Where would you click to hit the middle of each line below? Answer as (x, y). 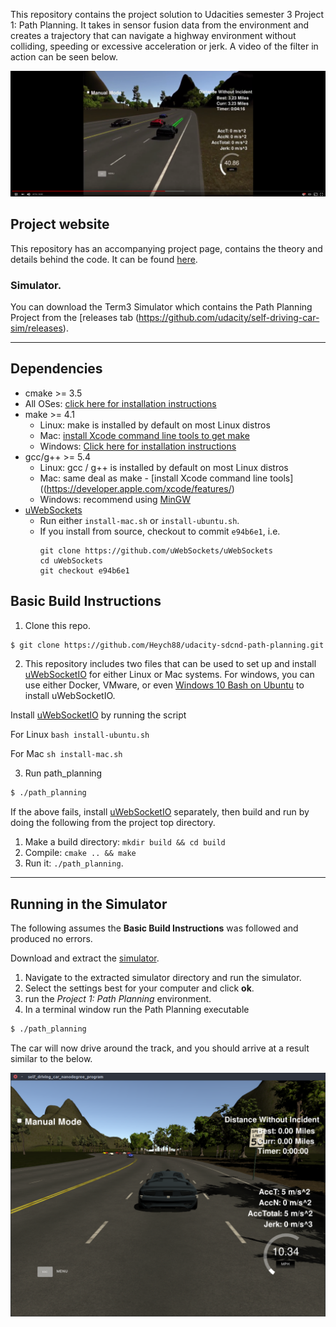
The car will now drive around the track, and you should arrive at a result (160, 1048)
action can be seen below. (64, 57)
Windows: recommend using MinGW (115, 499)
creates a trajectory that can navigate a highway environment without (153, 35)
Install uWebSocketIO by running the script (98, 715)
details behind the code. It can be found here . (104, 259)
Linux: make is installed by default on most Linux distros (155, 425)
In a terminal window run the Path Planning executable (137, 1010)
